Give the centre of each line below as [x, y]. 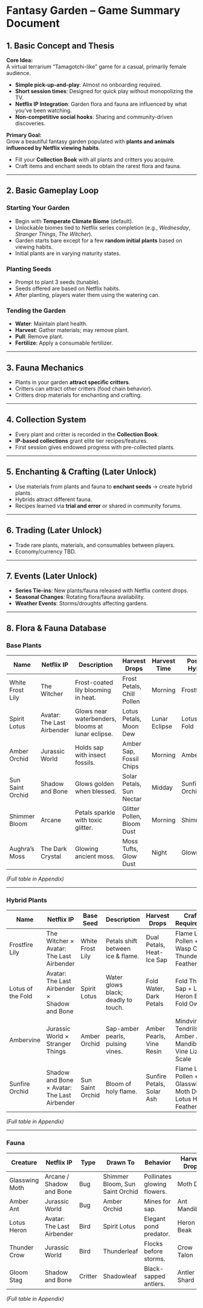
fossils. [85, 763]
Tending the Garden [36, 310]
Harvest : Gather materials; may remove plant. [72, 330]
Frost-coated [94, 683]
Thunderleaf [121, 1251]
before [153, 1251]
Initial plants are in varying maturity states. [68, 253]
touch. [114, 1007]
